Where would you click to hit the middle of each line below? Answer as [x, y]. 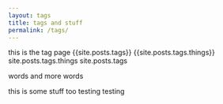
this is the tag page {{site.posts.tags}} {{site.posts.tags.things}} [112, 53]
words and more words [46, 76]
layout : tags [30, 15]
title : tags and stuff [45, 23]
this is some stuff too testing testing [66, 91]
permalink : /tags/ [38, 30]
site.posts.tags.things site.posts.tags [68, 61]
